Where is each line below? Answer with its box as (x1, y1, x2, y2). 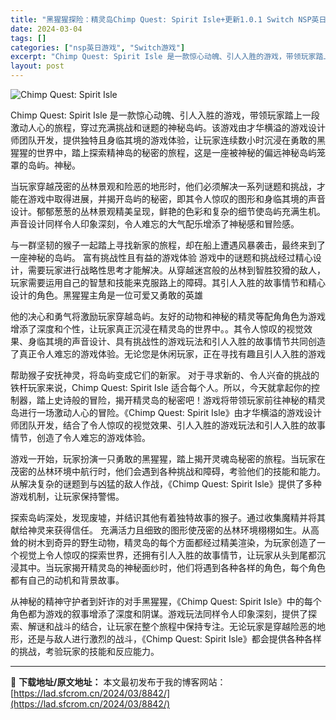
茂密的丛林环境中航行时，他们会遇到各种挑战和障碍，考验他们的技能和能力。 (10, 466, 326, 477)
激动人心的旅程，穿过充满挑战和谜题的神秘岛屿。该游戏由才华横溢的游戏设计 (10, 122, 326, 133)
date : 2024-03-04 (10, 24, 83, 34)
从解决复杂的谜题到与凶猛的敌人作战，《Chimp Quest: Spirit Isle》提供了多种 (10, 478, 322, 490)
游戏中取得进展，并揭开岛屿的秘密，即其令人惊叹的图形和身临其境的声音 (27, 193, 326, 205)
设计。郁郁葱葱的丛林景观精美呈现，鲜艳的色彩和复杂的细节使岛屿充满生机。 (10, 206, 326, 217)
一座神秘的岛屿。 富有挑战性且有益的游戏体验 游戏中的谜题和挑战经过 (10, 252, 296, 263)
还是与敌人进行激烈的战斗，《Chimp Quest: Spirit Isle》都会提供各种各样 (27, 633, 322, 645)
